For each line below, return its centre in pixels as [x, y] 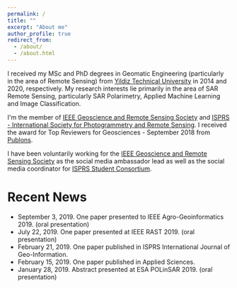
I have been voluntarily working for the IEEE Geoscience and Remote [107, 154]
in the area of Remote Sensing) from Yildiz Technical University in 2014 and [117, 81]
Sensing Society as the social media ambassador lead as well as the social [116, 161]
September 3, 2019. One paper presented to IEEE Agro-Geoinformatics [121, 217]
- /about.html [34, 54]
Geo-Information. [43, 254]
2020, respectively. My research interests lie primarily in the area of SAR [113, 88]
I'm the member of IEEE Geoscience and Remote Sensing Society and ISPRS [118, 117]
